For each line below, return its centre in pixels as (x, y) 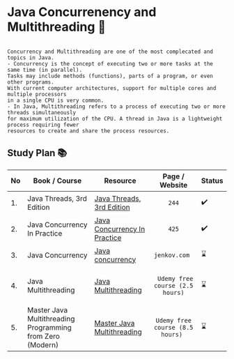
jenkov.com (172, 255)
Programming (49, 327)
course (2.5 (173, 285)
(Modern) (43, 344)
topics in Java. (31, 58)
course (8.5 (173, 327)
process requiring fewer (43, 125)
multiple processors (37, 94)
